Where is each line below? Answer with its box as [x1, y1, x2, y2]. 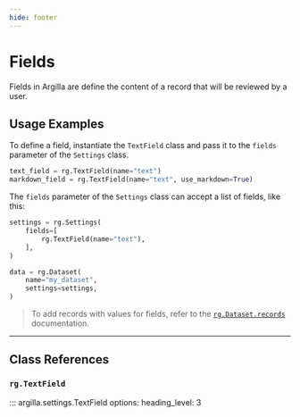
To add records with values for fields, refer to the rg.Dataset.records [30, 309, 286, 319]
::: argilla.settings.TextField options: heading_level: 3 [9, 396, 202, 407]
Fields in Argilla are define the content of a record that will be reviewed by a [9, 81, 287, 92]
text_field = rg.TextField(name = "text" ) [9, 167, 162, 176]
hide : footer [9, 13, 58, 22]
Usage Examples [9, 116, 104, 131]
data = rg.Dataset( [9, 267, 82, 277]
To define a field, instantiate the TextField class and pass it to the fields [9, 140, 277, 151]
